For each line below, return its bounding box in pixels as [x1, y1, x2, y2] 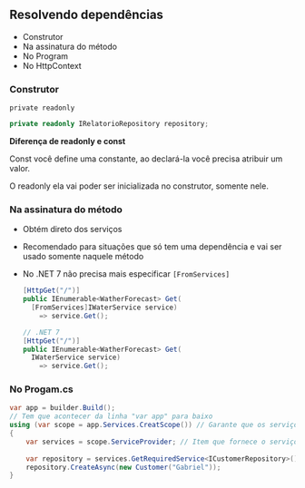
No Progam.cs [9, 383, 74, 395]
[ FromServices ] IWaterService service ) [31, 303, 178, 312]
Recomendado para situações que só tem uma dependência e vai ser [22, 241, 282, 252]
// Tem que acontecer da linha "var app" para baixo [9, 412, 213, 421]
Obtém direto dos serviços [22, 224, 123, 235]
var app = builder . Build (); [9, 404, 116, 413]
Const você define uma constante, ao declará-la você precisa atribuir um [9, 153, 283, 164]
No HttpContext [22, 60, 82, 71]
